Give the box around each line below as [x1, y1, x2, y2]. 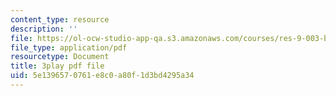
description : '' [10, 24, 78, 34]
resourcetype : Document [10, 52, 110, 62]
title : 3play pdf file [10, 61, 105, 71]
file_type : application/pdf [10, 42, 128, 53]
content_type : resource [10, 14, 110, 25]
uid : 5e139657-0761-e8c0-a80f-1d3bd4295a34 [10, 71, 195, 81]
